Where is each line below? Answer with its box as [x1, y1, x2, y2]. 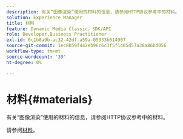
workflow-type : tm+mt [6, 48, 61, 54]
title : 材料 [6, 20, 35, 26]
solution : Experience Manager [6, 15, 83, 21]
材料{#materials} [6, 92, 93, 106]
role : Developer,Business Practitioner [6, 31, 107, 37]
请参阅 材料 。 [6, 126, 38, 134]
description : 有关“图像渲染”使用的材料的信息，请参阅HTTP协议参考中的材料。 [6, 8, 180, 15]
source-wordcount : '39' [6, 54, 67, 60]
